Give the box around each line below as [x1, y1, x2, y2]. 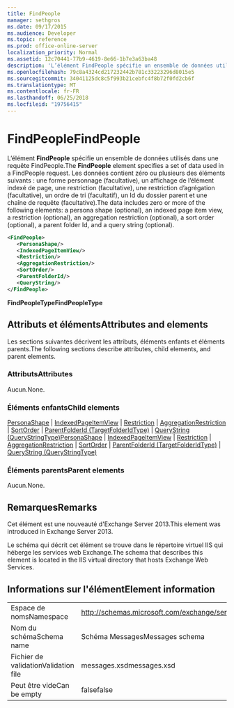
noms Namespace [10, 612, 68, 622]
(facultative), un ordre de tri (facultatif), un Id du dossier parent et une [7, 191, 208, 199]
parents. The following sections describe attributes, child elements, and [7, 344, 211, 353]
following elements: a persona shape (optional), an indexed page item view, [7, 206, 224, 214]
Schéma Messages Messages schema [81, 632, 205, 642]
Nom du [10, 623, 37, 633]
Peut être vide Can [10, 681, 70, 691]
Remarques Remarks [7, 501, 97, 513]
